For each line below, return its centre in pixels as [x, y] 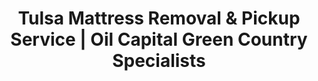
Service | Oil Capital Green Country [159, 39]
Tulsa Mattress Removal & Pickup [159, 18]
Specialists [159, 61]
